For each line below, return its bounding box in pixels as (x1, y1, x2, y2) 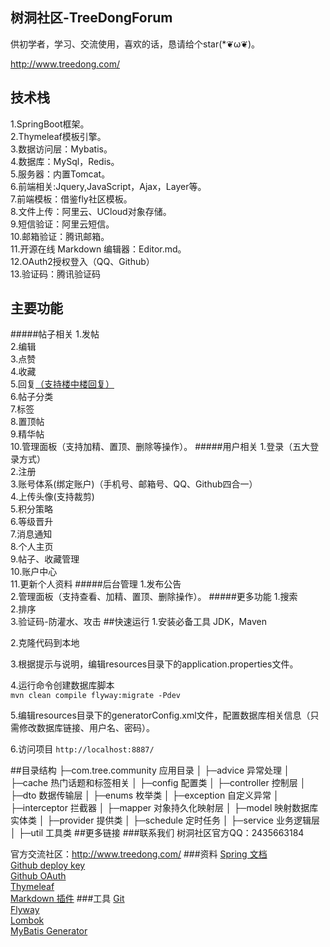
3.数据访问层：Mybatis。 (10, 143, 113, 155)
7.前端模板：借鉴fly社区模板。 (10, 193, 133, 205)
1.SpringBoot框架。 (10, 118, 90, 130)
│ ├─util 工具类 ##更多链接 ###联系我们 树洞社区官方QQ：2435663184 (10, 827, 305, 839)
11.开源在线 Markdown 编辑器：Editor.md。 (10, 243, 187, 255)
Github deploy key (10, 859, 86, 872)
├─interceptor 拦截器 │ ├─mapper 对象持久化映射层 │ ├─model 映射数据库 (10, 802, 319, 814)
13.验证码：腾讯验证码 (10, 268, 102, 280)
